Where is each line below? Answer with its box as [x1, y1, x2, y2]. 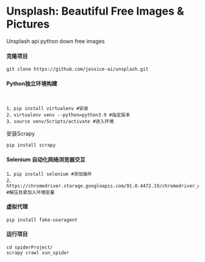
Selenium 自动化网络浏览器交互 [6, 156, 85, 163]
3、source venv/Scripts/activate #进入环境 [6, 118, 114, 125]
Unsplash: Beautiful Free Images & [6, 4, 184, 18]
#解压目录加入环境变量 [6, 189, 55, 195]
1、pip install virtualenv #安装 [6, 106, 88, 112]
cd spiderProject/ [6, 244, 53, 250]
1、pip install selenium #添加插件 [6, 171, 93, 177]
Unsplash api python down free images [6, 37, 105, 45]
